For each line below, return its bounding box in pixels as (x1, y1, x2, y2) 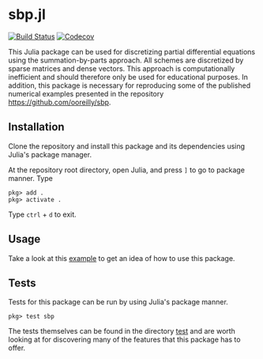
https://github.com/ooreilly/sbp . (8, 97, 111, 107)
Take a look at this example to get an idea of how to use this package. (8, 253, 235, 263)
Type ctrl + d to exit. (8, 210, 77, 219)
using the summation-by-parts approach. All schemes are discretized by (8, 55, 244, 65)
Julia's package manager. (8, 149, 92, 159)
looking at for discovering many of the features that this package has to (8, 334, 241, 345)
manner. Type (8, 173, 53, 183)
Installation (8, 120, 65, 134)
